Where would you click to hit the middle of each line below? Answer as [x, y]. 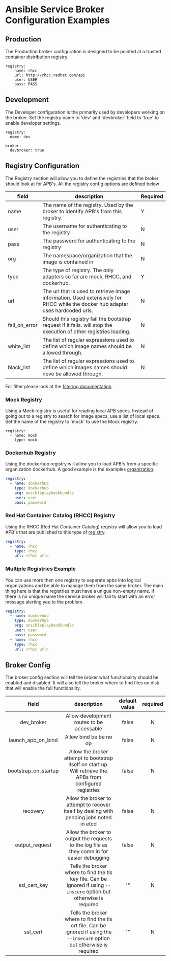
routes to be [89, 722]
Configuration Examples [58, 20]
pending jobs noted [89, 818]
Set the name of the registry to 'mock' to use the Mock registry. [72, 421]
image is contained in [68, 262]
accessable [89, 729]
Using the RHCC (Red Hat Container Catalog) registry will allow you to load [84, 527]
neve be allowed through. [73, 373]
